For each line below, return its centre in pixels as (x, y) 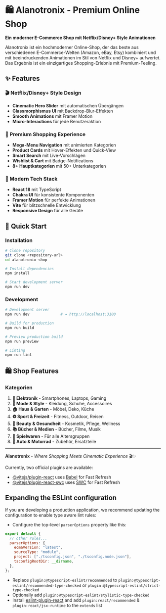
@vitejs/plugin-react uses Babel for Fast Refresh (62, 477)
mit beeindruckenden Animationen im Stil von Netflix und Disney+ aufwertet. (83, 57)
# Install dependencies (30, 269)
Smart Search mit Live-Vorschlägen (49, 155)
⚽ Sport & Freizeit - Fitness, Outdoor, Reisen (58, 417)
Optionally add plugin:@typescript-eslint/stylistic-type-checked (81, 595)
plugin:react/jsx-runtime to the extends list (57, 605)
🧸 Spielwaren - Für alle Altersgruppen (51, 436)
